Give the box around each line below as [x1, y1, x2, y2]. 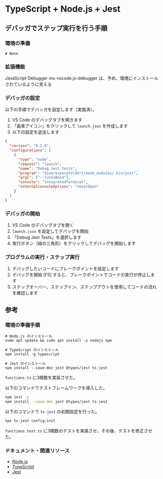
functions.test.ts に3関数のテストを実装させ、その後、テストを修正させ [5, 427, 153, 434]
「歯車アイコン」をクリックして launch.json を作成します [12, 123, 128, 129]
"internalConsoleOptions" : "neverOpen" [18, 184, 99, 189]
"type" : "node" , [18, 157, 51, 162]
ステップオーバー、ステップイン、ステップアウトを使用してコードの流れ [12, 284, 157, 290]
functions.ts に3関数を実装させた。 [5, 375, 78, 380]
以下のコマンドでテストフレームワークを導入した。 [5, 385, 108, 390]
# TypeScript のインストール [5, 348, 59, 352]
